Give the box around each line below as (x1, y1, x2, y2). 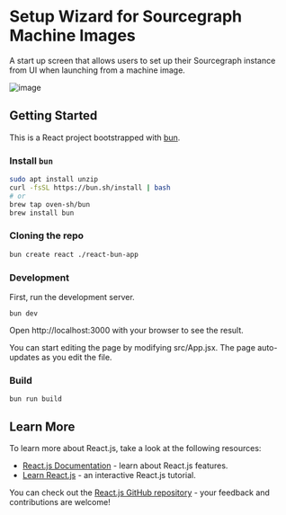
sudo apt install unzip (9, 175, 99, 184)
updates (9, 351, 40, 362)
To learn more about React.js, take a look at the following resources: (9, 443, 262, 453)
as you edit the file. (41, 351, 112, 362)
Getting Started (9, 108, 98, 123)
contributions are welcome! (9, 497, 111, 507)
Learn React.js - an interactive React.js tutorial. (22, 470, 196, 480)
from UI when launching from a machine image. (9, 65, 186, 75)
